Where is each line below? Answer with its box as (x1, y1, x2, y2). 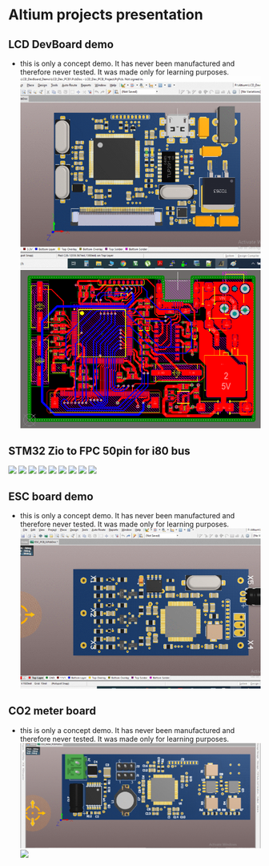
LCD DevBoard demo (8, 38, 114, 51)
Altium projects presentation (8, 6, 203, 24)
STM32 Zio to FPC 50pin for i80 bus (8, 444, 191, 457)
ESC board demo (8, 489, 94, 503)
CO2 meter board (8, 704, 96, 718)
